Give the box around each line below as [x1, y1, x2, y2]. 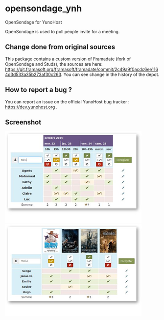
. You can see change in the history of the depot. [61, 72, 160, 77]
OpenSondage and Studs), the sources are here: [5, 61, 103, 67]
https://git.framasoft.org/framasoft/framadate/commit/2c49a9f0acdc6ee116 [5, 66, 158, 72]
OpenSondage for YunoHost [5, 19, 62, 25]
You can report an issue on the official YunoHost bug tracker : [5, 98, 130, 104]
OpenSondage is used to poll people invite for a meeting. [5, 28, 120, 34]
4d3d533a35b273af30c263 [5, 72, 61, 77]
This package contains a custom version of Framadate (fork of [5, 56, 131, 62]
